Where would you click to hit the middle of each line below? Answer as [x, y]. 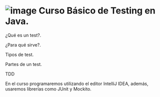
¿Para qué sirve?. [23, 44]
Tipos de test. [20, 54]
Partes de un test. [23, 64]
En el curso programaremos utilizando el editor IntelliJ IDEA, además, [77, 83]
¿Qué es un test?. [23, 35]
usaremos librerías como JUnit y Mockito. [48, 89]
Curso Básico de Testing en [97, 11]
